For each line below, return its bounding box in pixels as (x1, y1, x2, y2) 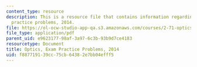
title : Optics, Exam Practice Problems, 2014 (6, 47, 119, 52)
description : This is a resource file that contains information (6, 14, 169, 20)
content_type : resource (6, 8, 64, 15)
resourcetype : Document (6, 41, 64, 47)
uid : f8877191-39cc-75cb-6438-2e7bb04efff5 (6, 52, 114, 58)
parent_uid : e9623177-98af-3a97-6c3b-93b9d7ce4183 (6, 36, 133, 41)
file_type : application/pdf (6, 30, 75, 36)
